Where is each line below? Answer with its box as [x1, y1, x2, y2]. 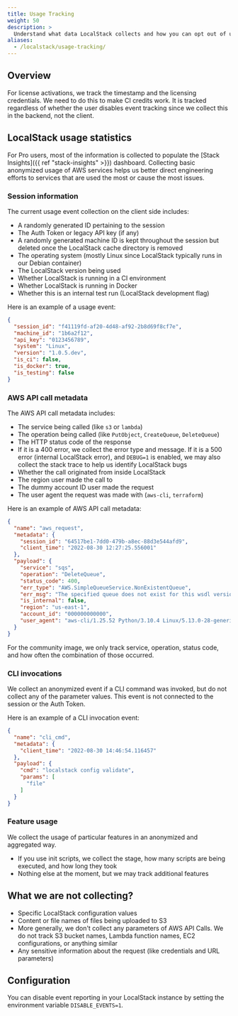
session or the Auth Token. [7, 700, 86, 708]
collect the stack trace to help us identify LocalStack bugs [17, 460, 188, 469]
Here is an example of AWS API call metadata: [7, 504, 142, 512]
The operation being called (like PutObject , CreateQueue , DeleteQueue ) [17, 430, 220, 438]
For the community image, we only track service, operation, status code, [7, 643, 220, 652]
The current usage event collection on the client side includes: [7, 207, 189, 215]
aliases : [7, 37, 33, 44]
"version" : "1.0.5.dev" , [13, 350, 87, 357]
